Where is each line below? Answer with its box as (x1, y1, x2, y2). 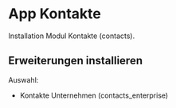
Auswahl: (8, 75, 39, 84)
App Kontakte (8, 5, 102, 23)
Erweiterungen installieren (8, 54, 143, 67)
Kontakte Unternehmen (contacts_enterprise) (19, 91, 169, 100)
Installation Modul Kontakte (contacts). (8, 31, 135, 40)
